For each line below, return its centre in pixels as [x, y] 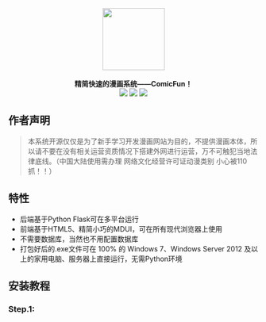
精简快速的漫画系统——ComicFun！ [133, 84]
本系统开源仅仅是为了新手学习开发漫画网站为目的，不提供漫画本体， [139, 141]
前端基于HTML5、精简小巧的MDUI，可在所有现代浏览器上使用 [121, 228]
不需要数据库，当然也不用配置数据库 [79, 239]
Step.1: [22, 309]
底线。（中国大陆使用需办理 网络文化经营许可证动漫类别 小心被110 [141, 161]
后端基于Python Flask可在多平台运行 [79, 219]
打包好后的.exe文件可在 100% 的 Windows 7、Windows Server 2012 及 [135, 248]
